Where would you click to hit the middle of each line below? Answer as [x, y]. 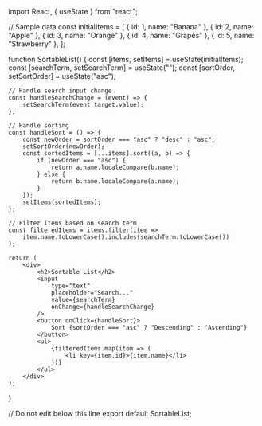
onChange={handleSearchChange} [103, 307]
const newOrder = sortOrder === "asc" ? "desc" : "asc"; [119, 139]
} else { [51, 174]
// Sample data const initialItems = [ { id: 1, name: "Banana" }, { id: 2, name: [131, 27]
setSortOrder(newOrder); [64, 147]
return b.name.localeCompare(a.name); [115, 182]
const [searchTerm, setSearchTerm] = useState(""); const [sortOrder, [121, 68]
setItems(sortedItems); [62, 202]
